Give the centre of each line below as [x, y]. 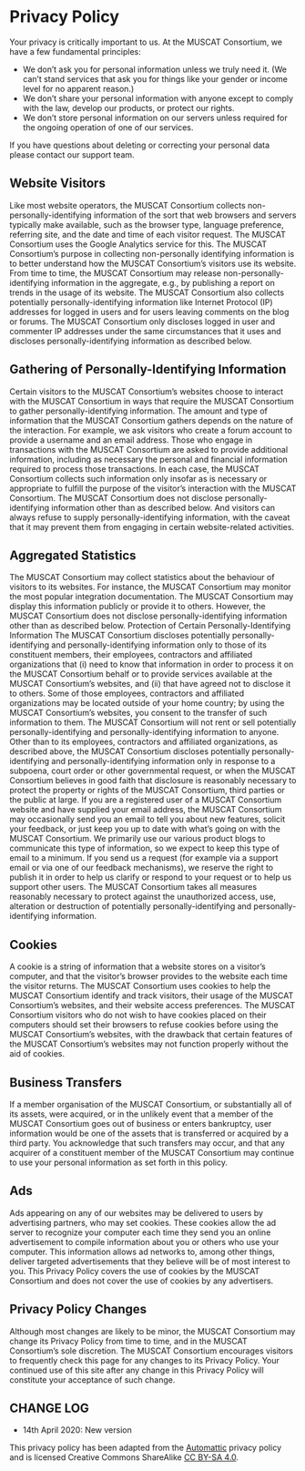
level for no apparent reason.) [78, 88]
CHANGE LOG [49, 1409]
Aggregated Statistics [73, 555]
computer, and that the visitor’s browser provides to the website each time [149, 976]
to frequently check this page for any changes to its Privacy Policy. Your [144, 1360]
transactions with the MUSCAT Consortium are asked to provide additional [149, 449]
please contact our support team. [72, 154]
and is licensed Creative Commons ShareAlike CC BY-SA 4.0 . [124, 1457]
